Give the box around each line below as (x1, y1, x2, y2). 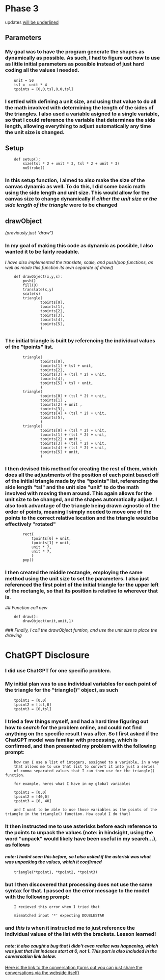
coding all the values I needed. (5, 67, 80, 74)
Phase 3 (5, 3, 39, 14)
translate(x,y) (23, 287, 54, 292)
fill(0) (23, 283, 38, 288)
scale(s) (23, 292, 41, 296)
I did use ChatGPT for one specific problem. (5, 667, 111, 674)
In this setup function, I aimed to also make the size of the (5, 177, 145, 184)
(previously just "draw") (5, 230, 54, 236)
